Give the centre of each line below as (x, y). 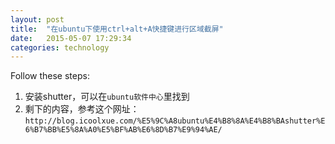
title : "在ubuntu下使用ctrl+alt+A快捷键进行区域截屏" (117, 29)
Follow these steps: (50, 76)
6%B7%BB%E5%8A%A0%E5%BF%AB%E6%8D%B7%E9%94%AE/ (123, 130)
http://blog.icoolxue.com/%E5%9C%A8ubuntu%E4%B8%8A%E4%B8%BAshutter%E (175, 121)
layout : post (37, 19)
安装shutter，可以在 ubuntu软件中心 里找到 (107, 97)
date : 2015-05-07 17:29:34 (71, 38)
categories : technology (60, 47)
